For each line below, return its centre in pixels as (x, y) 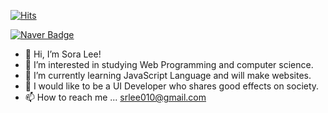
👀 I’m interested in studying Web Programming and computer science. (169, 64)
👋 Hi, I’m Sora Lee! (63, 54)
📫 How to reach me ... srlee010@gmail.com (115, 97)
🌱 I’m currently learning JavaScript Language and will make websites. (168, 75)
